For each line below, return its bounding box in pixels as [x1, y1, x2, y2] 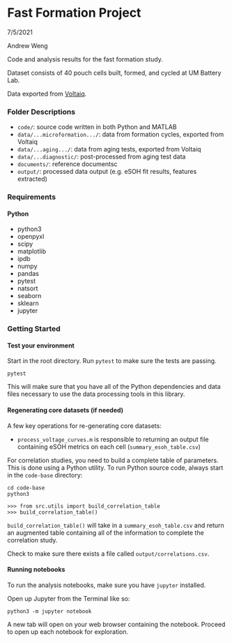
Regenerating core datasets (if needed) [7, 406, 124, 415]
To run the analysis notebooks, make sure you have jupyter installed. [7, 581, 206, 589]
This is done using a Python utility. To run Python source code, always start [7, 463, 224, 472]
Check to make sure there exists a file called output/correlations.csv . [7, 549, 210, 558]
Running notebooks [7, 566, 65, 574]
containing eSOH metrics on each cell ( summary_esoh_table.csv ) [17, 442, 201, 451]
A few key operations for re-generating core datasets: [7, 421, 162, 430]
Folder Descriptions [7, 107, 75, 117]
